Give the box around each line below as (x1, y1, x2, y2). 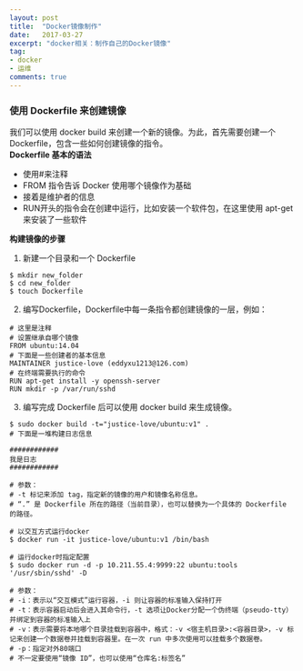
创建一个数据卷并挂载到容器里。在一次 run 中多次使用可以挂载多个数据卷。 (22, 635, 267, 644)
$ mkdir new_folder (9, 271, 84, 280)
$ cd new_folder (9, 279, 71, 288)
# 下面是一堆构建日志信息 (9, 429, 93, 439)
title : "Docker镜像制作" (9, 22, 103, 31)
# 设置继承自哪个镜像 (9, 334, 79, 343)
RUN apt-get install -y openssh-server (9, 376, 161, 386)
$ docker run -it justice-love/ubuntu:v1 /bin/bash (9, 536, 209, 545)
